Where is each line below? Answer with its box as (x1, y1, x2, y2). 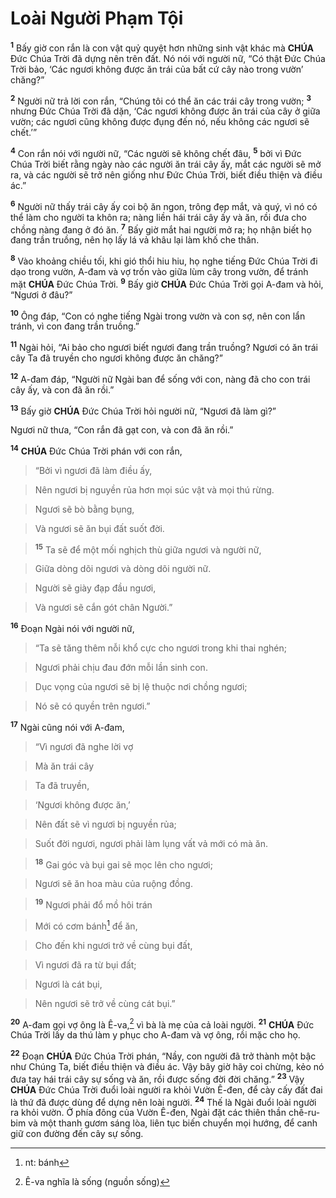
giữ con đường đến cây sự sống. (10, 1128, 144, 1140)
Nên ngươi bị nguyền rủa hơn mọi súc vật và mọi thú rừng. (34, 483, 275, 496)
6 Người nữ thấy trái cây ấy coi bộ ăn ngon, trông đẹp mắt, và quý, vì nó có (10, 198, 318, 212)
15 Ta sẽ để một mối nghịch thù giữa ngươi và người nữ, (34, 542, 262, 556)
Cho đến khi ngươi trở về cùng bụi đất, (34, 939, 193, 951)
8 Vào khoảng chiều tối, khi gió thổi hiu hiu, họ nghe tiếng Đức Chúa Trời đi (10, 253, 318, 267)
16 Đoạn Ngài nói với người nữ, (10, 621, 135, 635)
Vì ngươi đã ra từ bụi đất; (34, 958, 137, 971)
